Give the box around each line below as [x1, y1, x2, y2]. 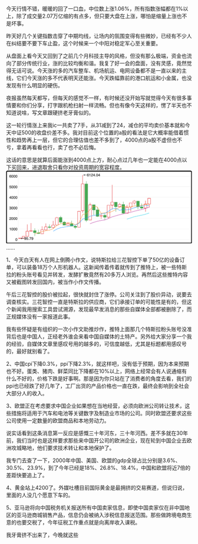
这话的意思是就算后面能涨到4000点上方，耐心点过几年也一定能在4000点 [6, 156, 183, 163]
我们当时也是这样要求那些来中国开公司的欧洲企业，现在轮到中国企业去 [16, 437, 187, 444]
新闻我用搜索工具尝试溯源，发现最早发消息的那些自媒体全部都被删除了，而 [11, 306, 192, 313]
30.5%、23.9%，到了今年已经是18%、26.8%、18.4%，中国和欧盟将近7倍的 [6, 464, 191, 471]
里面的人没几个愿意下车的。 [6, 491, 74, 499]
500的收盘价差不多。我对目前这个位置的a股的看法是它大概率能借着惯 [21, 129, 189, 136]
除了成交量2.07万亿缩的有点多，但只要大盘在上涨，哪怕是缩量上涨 [16, 12, 177, 19]
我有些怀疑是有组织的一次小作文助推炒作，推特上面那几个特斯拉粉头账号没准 [6, 326, 192, 333]
